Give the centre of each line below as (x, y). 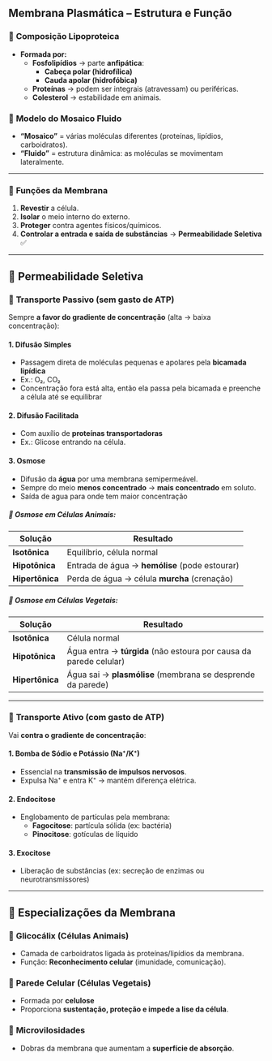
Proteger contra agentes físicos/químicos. (91, 226)
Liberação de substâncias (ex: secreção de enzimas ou (112, 871)
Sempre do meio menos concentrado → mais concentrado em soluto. (138, 487)
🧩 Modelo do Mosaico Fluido (65, 119)
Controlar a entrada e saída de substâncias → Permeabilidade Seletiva (141, 234)
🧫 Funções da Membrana (58, 190)
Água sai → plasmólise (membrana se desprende (161, 675)
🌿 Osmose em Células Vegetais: (64, 601)
